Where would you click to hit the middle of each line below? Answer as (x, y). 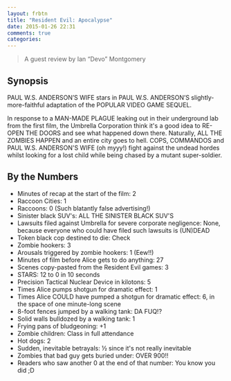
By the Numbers (43, 177)
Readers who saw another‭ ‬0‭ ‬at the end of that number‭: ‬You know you (116, 363)
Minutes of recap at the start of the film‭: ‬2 (76, 193)
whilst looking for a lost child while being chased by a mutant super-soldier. (115, 155)
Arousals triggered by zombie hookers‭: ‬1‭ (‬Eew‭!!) (85, 252)
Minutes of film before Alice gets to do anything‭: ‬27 (90, 260)
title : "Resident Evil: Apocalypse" (60, 20)
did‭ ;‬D (26, 370)
